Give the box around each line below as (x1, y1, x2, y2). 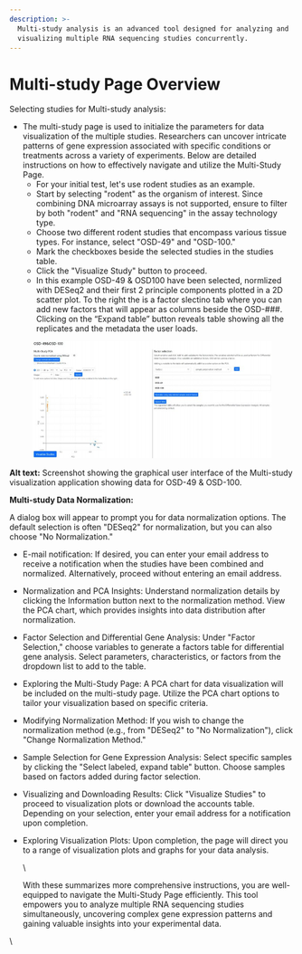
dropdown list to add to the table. (22, 661, 146, 672)
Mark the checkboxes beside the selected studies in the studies (35, 246, 274, 257)
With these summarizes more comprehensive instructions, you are (22, 879, 270, 891)
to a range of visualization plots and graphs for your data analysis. (22, 844, 269, 855)
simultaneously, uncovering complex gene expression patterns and (22, 908, 273, 919)
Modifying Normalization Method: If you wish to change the (22, 715, 244, 726)
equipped (22, 889, 59, 900)
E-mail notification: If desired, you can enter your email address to (22, 549, 269, 559)
